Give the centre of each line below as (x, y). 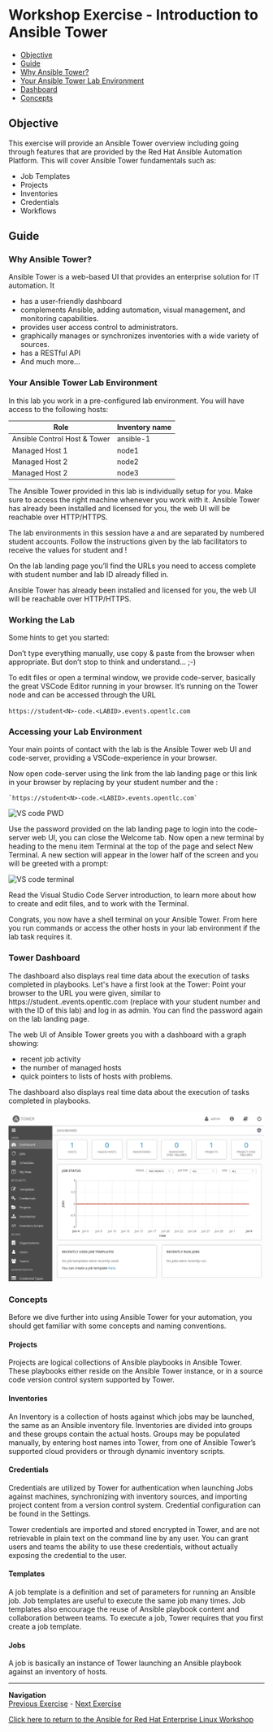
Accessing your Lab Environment (75, 731)
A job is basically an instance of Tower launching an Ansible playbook (125, 1663)
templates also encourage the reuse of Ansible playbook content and (124, 1609)
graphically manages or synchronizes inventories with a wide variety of (139, 336)
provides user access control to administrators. (99, 328)
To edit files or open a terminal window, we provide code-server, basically (132, 678)
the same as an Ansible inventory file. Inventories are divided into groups (130, 1425)
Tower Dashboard (44, 958)
